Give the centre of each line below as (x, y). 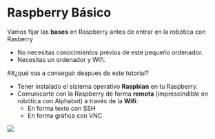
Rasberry (20, 39)
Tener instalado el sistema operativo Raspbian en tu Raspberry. (107, 86)
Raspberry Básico (59, 13)
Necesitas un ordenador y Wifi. (61, 59)
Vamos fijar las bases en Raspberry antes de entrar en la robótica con (106, 32)
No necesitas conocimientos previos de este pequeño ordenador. (110, 52)
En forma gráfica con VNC (65, 116)
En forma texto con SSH (61, 108)
